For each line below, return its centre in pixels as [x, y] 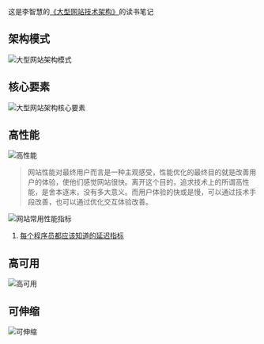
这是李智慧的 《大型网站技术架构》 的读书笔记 [81, 11]
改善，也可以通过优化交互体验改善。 [93, 202]
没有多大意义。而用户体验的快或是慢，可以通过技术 [166, 192]
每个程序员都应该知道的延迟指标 [72, 235]
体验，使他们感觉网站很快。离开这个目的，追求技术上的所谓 [138, 182]
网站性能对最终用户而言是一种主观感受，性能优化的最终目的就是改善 [138, 172]
